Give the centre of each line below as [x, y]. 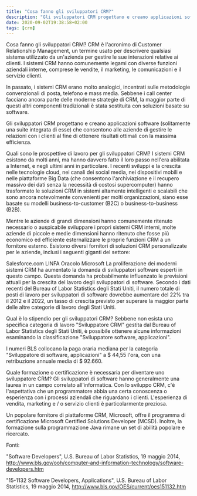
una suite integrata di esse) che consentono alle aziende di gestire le [89, 130]
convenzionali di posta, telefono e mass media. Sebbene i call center [89, 93]
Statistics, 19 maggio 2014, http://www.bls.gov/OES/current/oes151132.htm [96, 487]
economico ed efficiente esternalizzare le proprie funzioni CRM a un [89, 240]
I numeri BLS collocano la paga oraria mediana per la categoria [82, 349]
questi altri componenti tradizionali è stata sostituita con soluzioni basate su [98, 106]
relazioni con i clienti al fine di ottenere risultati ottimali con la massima [91, 136]
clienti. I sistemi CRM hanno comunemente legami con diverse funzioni [92, 63]
